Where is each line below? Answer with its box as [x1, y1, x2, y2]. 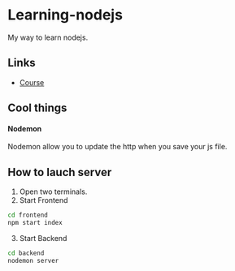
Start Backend [19, 233, 67, 243]
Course [19, 77, 45, 87]
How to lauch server [7, 165, 112, 179]
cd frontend [7, 211, 48, 220]
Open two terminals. [19, 187, 88, 196]
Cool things [7, 101, 67, 115]
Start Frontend [19, 196, 68, 205]
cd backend [7, 249, 45, 257]
